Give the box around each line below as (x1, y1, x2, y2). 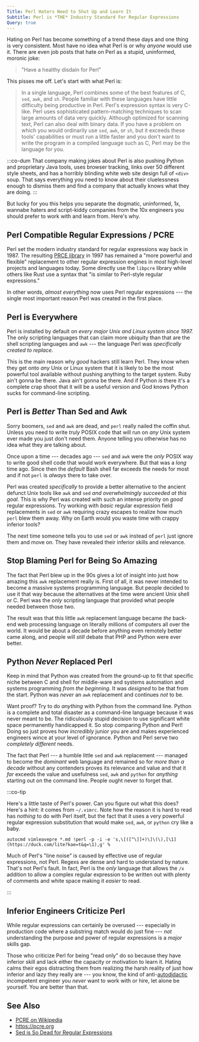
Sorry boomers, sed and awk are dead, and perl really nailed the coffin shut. (7, 422, 191, 429)
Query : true (7, 20, 36, 25)
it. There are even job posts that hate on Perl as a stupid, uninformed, (7, 49, 176, 56)
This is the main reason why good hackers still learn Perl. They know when (7, 358, 190, 365)
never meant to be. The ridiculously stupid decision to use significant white (7, 715, 190, 722)
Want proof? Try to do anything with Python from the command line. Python (7, 703, 192, 710)
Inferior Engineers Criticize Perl (7, 906, 126, 916)
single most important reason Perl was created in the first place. (7, 295, 163, 302)
